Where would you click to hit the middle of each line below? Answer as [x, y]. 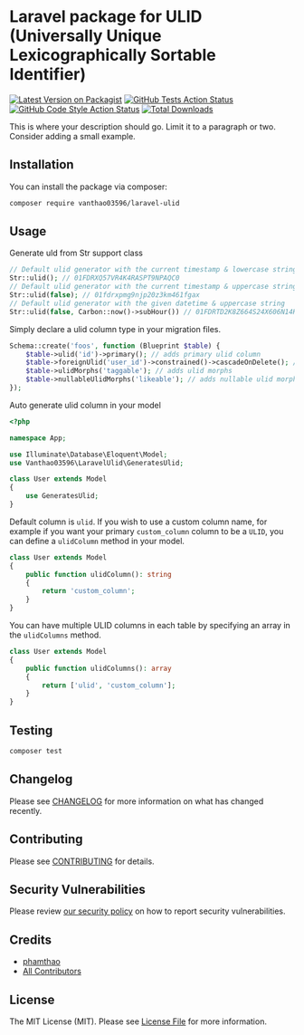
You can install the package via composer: [88, 187]
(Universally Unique [85, 36]
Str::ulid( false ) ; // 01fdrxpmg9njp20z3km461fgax [105, 295]
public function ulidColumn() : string [99, 574]
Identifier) [48, 75]
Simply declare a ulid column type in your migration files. [115, 329]
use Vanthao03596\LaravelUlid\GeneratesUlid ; [96, 463]
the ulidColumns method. [55, 635]
